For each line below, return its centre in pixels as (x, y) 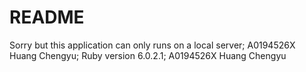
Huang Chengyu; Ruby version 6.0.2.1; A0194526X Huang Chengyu (148, 55)
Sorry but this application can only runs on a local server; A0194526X (152, 45)
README (47, 17)
